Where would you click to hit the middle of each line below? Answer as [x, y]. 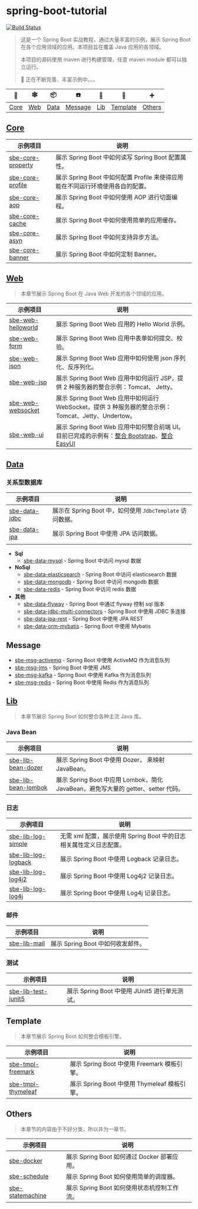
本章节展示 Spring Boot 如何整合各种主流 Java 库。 [82, 716]
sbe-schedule [29, 1176]
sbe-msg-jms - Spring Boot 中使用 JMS [62, 668]
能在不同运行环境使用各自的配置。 [103, 186]
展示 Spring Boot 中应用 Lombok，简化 [109, 780]
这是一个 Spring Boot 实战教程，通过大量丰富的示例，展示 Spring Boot [105, 39]
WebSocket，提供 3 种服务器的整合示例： [114, 407]
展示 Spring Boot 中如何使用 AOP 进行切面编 [117, 197]
